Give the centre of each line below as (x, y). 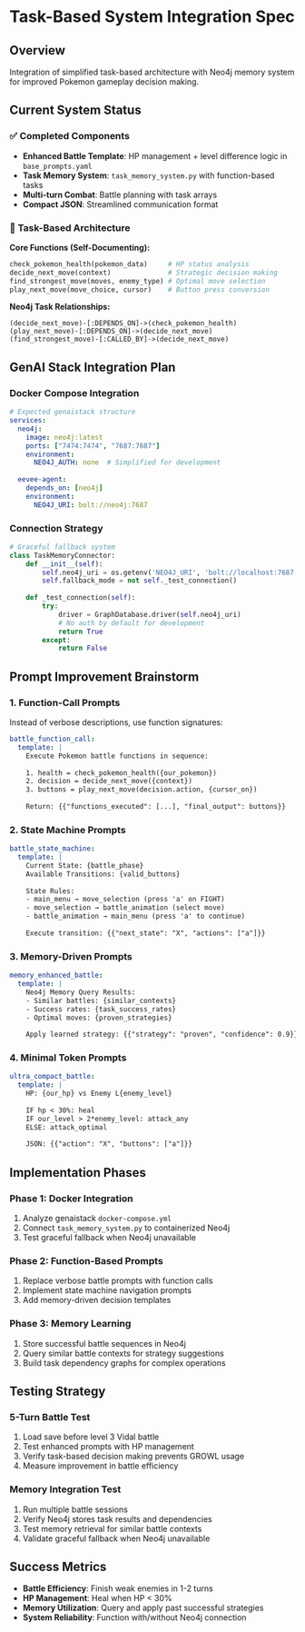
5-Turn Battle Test (50, 1417)
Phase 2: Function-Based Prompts (86, 1260)
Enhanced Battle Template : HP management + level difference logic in (155, 155)
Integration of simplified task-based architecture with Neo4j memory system (152, 72)
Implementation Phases (78, 1173)
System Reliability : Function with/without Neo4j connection (134, 1617)
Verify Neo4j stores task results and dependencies (118, 1518)
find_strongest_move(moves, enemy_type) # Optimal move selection (138, 281)
